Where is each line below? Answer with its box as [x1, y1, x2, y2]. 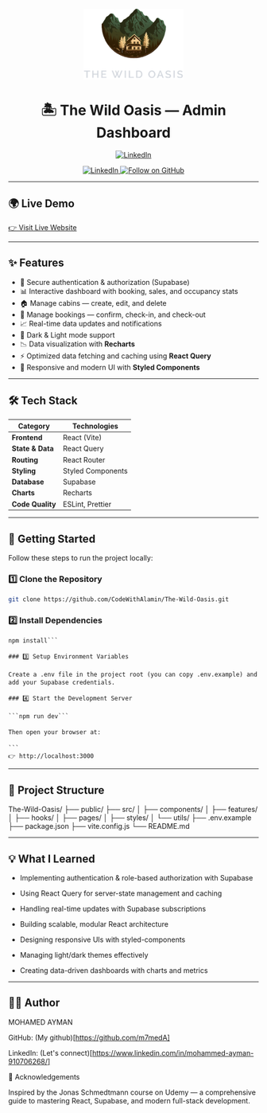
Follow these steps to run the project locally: [8, 553, 153, 562]
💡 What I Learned [8, 852, 95, 865]
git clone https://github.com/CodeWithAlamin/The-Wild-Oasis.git [8, 596, 229, 603]
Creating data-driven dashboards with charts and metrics [19, 966, 208, 975]
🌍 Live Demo [8, 197, 75, 211]
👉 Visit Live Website [8, 222, 77, 232]
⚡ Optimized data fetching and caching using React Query [19, 351, 212, 361]
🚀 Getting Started [8, 532, 96, 545]
